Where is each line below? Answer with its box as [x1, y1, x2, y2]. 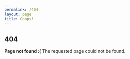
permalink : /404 [4, 7, 38, 12]
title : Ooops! [4, 16, 34, 21]
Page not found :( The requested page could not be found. [4, 48, 126, 54]
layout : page [4, 12, 32, 17]
